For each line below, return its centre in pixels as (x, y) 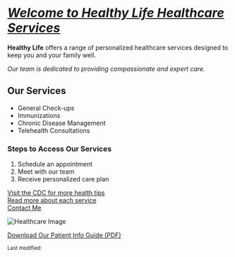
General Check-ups (46, 108)
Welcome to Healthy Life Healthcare (116, 13)
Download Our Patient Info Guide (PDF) (64, 235)
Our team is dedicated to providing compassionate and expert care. (106, 68)
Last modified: (25, 249)
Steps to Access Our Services (59, 148)
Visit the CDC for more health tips (56, 193)
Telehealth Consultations (54, 130)
